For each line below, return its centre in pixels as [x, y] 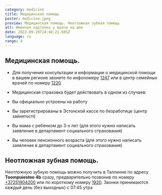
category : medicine [25, 9]
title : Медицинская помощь [32, 14]
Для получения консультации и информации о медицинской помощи [84, 72]
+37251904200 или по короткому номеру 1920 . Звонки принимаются [77, 182]
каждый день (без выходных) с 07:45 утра [49, 188]
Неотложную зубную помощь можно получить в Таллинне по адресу [77, 172]
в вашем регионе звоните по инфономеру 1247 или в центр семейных [85, 78]
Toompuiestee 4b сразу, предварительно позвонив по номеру [70, 177]
